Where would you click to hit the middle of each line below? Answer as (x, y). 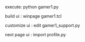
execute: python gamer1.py (32, 7)
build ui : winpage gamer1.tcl (33, 16)
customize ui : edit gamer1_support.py (42, 25)
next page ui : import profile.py (36, 35)
